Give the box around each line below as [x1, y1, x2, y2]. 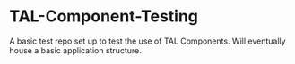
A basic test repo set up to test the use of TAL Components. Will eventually [9, 36, 286, 46]
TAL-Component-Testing [9, 6, 199, 27]
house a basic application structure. [9, 44, 142, 55]
